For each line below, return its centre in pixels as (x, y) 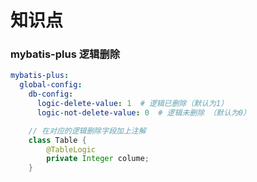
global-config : (51, 85)
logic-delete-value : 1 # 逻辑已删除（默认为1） (132, 104)
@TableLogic (71, 149)
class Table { (57, 140)
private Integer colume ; (98, 159)
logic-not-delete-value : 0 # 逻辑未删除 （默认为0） (143, 112)
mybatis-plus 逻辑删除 (65, 54)
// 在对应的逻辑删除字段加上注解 (87, 131)
